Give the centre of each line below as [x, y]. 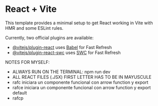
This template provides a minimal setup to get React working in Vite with [79, 23]
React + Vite [31, 9]
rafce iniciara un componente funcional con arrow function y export [81, 87]
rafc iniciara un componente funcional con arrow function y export [80, 82]
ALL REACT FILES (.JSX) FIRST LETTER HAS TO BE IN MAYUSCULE [82, 77]
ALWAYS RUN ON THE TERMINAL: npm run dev [61, 72]
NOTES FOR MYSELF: [27, 62]
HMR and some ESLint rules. [34, 28]
